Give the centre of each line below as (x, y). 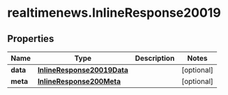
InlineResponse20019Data (83, 70)
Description (155, 58)
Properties (31, 39)
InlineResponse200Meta (79, 81)
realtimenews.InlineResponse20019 (114, 13)
